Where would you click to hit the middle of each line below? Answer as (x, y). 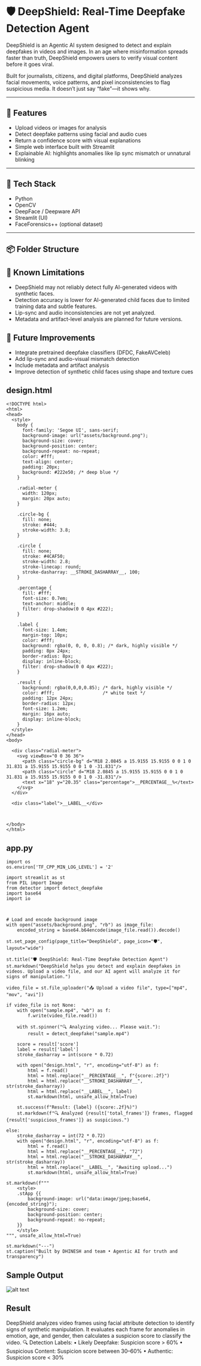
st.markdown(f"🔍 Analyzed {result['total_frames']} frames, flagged (105, 1114)
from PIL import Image (34, 883)
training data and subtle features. (56, 306)
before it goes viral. (30, 64)
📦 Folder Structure (43, 249)
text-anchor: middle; (49, 604)
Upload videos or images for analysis (60, 127)
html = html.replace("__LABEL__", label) (80, 1092)
